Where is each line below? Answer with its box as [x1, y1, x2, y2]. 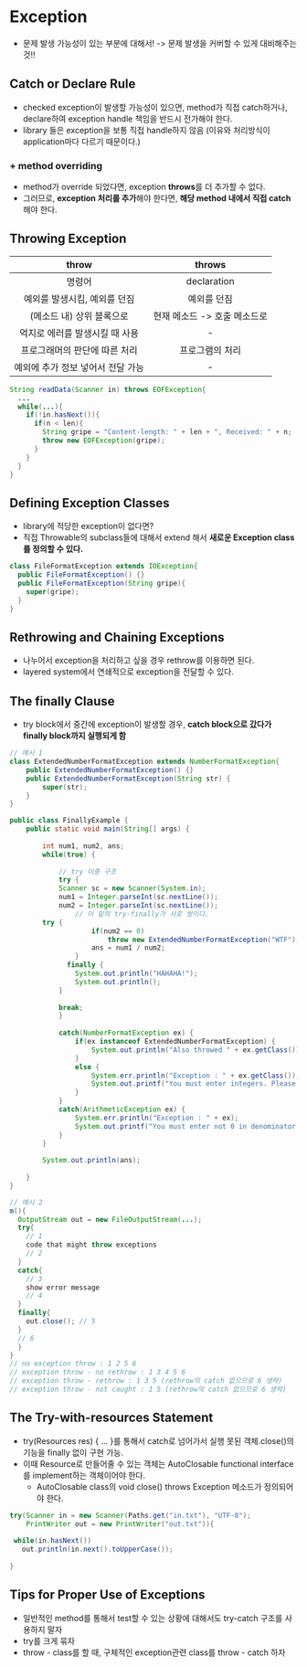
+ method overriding [9, 159, 103, 172]
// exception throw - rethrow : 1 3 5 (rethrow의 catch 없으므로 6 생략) [9, 1376, 283, 1386]
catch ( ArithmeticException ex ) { [58, 1105, 185, 1114]
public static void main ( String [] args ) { [26, 824, 190, 833]
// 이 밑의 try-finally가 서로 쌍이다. [74, 909, 210, 918]
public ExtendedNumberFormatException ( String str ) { [26, 774, 231, 783]
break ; [58, 1003, 84, 1012]
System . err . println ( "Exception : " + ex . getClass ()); [90, 1071, 301, 1080]
